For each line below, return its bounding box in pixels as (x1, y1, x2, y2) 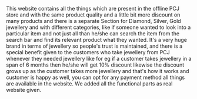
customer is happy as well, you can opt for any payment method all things (6, 74, 185, 81)
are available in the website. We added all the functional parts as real (6, 80, 173, 87)
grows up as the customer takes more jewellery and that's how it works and (6, 68, 189, 74)
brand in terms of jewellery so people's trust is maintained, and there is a (6, 42, 183, 49)
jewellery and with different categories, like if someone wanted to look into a (6, 24, 191, 31)
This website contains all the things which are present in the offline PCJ (6, 5, 179, 12)
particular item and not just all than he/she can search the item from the (6, 30, 180, 37)
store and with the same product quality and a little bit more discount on (6, 11, 181, 18)
